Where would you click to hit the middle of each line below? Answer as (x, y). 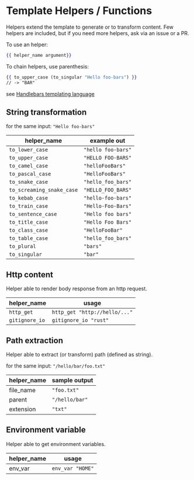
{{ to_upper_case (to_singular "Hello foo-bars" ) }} (72, 77)
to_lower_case (29, 150)
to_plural (22, 246)
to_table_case (29, 239)
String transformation (46, 112)
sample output (72, 380)
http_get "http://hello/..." (92, 312)
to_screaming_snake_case (44, 190)
